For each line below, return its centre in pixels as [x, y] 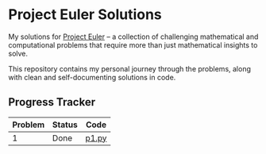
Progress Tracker [52, 102]
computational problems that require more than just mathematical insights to [133, 44]
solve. [18, 53]
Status [65, 125]
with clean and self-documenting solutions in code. [92, 77]
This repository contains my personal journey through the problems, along [130, 68]
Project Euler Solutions [85, 15]
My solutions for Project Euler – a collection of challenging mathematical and [133, 37]
